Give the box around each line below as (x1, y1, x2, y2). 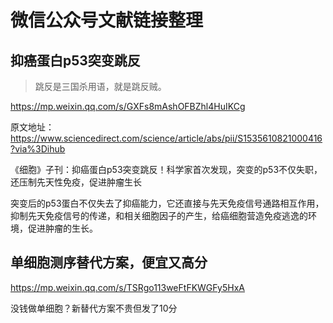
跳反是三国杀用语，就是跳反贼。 (34, 81, 167, 92)
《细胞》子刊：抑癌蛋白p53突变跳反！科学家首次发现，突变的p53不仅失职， (10, 164, 323, 175)
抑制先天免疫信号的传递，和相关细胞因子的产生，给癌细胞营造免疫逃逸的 (10, 210, 308, 221)
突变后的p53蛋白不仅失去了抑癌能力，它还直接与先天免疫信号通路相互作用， (10, 197, 325, 209)
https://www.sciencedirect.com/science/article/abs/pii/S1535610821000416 (10, 132, 323, 144)
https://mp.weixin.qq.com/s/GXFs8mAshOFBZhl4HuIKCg (10, 101, 246, 112)
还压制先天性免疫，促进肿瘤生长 (10, 176, 142, 188)
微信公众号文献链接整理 (10, 9, 204, 32)
